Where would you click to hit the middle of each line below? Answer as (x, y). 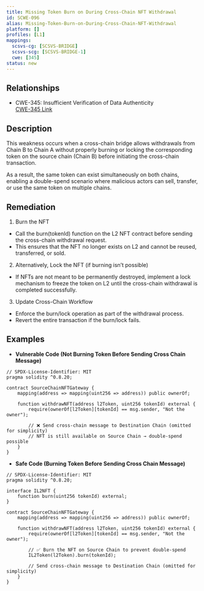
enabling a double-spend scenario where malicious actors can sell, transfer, (102, 181)
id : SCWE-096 (23, 18)
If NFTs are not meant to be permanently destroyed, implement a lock (103, 277)
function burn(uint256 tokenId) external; (72, 496)
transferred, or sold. (40, 253)
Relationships (33, 88)
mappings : (19, 40)
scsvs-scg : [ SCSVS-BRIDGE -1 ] (49, 52)
